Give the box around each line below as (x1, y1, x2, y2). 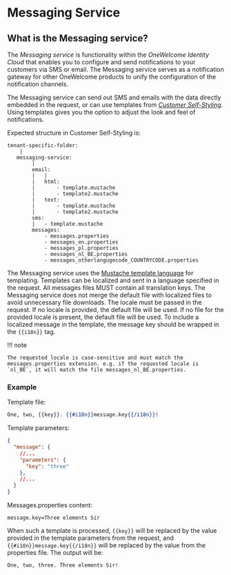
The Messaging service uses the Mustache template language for (7, 269, 194, 277)
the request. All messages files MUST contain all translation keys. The (7, 284, 205, 291)
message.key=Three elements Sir (7, 514, 100, 522)
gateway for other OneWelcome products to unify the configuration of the (7, 72, 217, 81)
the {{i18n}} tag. (7, 328, 56, 335)
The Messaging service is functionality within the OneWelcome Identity (7, 50, 210, 59)
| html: (32, 178, 60, 185)
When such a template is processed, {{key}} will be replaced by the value (7, 527, 217, 535)
